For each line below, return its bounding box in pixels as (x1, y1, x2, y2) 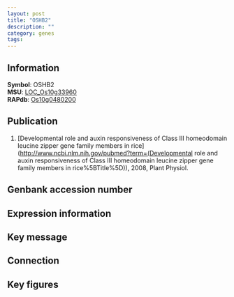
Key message (7, 231, 68, 243)
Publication (7, 116, 58, 128)
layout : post (7, 10, 45, 17)
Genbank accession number (7, 184, 133, 196)
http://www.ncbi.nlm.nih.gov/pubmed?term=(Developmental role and (20, 148, 219, 157)
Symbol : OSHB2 (7, 80, 54, 89)
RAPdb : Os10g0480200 (7, 95, 77, 103)
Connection (7, 255, 59, 267)
